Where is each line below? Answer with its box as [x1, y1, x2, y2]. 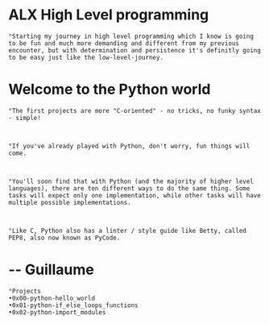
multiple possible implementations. [8, 198, 131, 206]
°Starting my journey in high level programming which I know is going [8, 32, 254, 40]
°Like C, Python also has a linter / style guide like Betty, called [8, 226, 247, 235]
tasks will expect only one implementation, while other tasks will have [8, 191, 262, 199]
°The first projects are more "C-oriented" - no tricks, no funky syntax [8, 106, 262, 114]
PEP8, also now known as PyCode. [8, 234, 121, 242]
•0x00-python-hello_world [8, 294, 95, 302]
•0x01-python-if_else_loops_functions [8, 301, 139, 309]
